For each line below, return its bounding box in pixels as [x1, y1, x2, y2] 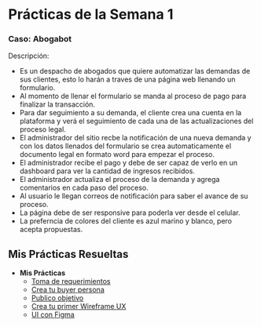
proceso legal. [19, 125, 67, 134]
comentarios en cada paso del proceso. [19, 183, 149, 193]
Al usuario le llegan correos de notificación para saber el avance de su [19, 191, 248, 201]
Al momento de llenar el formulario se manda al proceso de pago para [19, 92, 247, 101]
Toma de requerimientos [31, 277, 111, 286]
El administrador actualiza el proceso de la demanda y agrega [19, 175, 220, 184]
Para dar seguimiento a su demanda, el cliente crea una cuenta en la [19, 108, 242, 118]
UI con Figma [31, 310, 75, 319]
